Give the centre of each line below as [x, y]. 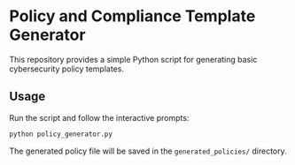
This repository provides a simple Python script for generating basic [133, 59]
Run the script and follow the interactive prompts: [99, 117]
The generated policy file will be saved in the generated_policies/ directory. [148, 151]
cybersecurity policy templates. [66, 69]
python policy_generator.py [61, 134]
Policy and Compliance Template [132, 16]
